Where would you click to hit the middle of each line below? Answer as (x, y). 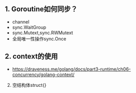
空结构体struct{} (29, 85)
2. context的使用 (31, 56)
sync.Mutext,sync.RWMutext (43, 33)
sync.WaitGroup (29, 27)
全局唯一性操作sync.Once (39, 39)
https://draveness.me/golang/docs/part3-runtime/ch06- (72, 69)
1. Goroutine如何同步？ (41, 9)
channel (21, 21)
